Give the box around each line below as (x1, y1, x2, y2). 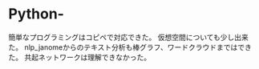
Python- (8, 5, 64, 23)
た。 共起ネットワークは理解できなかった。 (8, 52, 151, 62)
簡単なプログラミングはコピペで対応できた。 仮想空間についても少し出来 (8, 32, 249, 42)
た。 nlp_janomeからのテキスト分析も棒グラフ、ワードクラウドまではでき (8, 42, 253, 52)
